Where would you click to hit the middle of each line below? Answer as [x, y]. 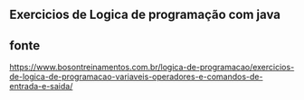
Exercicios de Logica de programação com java [145, 15]
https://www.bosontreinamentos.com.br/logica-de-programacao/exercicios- [152, 68]
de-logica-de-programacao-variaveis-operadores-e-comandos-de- [136, 77]
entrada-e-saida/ [41, 86]
